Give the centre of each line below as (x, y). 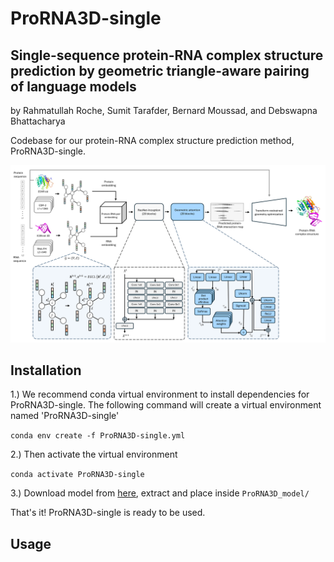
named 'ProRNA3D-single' (65, 416)
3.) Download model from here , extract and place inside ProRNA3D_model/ (160, 493)
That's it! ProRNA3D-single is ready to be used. (108, 513)
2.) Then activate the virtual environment (94, 454)
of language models (73, 86)
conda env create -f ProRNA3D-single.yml (98, 436)
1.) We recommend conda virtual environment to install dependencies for (160, 394)
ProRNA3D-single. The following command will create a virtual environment (166, 405)
